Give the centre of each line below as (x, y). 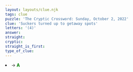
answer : (13, 33)
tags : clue (16, 14)
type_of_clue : (20, 51)
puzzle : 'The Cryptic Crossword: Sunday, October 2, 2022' (67, 19)
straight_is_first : (25, 46)
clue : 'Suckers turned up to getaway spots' (51, 23)
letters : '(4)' (21, 28)
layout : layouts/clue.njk (32, 10)
